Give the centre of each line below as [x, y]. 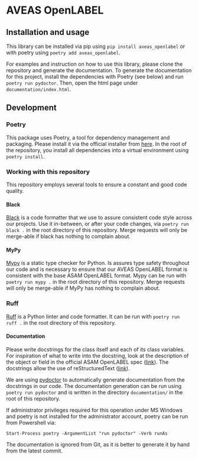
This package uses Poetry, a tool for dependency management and [88, 137]
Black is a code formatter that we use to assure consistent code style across [99, 218]
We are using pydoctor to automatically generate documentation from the [95, 380]
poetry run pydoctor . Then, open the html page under [72, 83]
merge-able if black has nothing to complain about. [69, 237]
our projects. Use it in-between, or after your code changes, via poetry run [98, 224]
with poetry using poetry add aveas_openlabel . [63, 53]
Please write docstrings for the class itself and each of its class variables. [95, 349]
